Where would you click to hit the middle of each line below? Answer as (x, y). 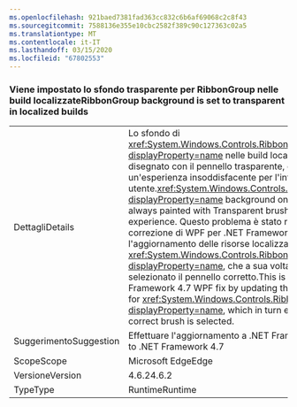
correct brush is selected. (181, 321)
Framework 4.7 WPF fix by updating (203, 288)
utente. (142, 188)
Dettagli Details (44, 227)
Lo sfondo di (154, 134)
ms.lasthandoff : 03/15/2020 (61, 50)
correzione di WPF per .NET (186, 233)
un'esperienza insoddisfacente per (200, 178)
